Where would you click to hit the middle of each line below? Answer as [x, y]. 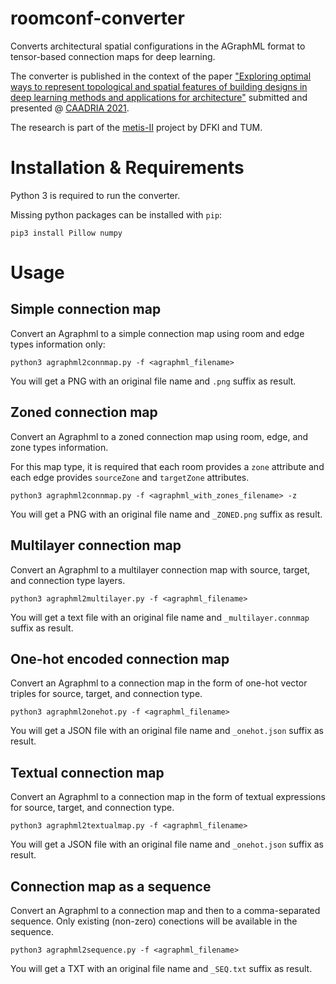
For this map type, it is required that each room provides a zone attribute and [167, 466]
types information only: [58, 344]
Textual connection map [87, 772]
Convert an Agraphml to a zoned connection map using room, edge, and [159, 436]
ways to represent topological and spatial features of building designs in [159, 86]
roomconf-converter [97, 18]
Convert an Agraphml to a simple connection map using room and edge [157, 333]
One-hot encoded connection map [120, 658]
